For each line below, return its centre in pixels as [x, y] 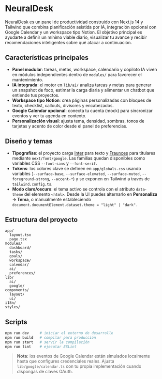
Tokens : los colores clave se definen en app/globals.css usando [76, 168]
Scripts [16, 322]
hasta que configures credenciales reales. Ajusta [66, 361]
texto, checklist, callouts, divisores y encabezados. [63, 105]
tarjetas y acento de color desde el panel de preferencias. [70, 126]
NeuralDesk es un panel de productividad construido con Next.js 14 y [74, 22]
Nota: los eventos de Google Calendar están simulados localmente [83, 356]
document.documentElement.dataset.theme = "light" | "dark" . [74, 205]
